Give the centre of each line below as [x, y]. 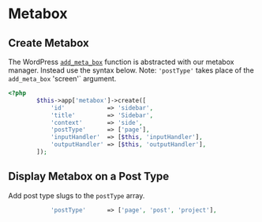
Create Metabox [49, 43]
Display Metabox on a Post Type [89, 177]
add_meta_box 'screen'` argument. [62, 79]
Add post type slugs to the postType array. [77, 195]
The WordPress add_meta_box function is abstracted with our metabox [121, 62]
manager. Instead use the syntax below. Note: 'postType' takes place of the [131, 70]
